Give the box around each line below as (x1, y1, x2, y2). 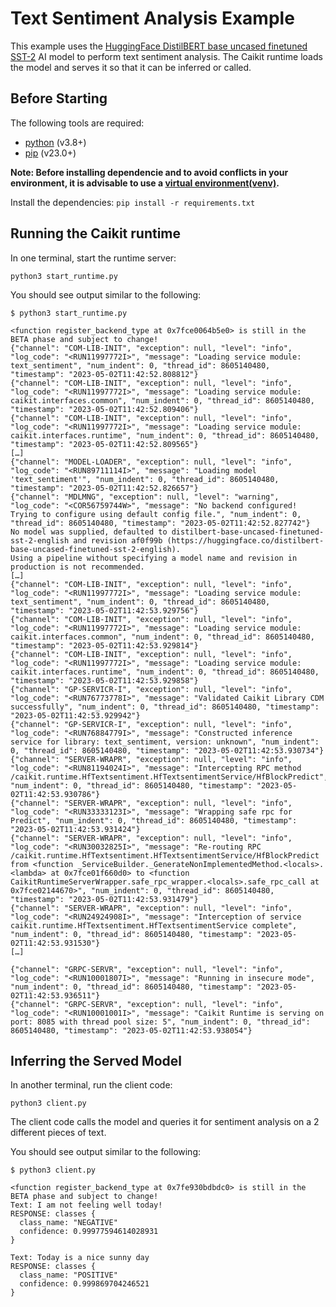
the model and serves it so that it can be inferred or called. (10, 61, 252, 73)
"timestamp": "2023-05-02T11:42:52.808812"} (10, 369, 199, 379)
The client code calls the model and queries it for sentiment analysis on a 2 (10, 1116, 320, 1128)
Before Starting (10, 90, 108, 107)
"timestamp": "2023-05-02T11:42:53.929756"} (10, 605, 199, 616)
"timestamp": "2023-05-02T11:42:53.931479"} (10, 894, 199, 904)
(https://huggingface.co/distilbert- (166, 535, 325, 546)
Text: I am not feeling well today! (10, 1200, 163, 1211)
